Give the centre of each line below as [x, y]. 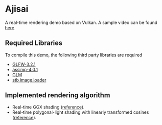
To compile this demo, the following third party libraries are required [74, 55]
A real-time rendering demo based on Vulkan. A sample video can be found [81, 22]
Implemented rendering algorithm [58, 95]
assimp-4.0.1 [25, 69]
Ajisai [17, 9]
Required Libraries [34, 43]
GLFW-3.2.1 [24, 64]
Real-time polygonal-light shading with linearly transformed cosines [81, 112]
